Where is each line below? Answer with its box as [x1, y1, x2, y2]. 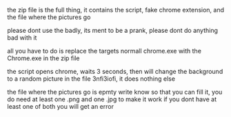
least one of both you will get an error [7, 103, 114, 110]
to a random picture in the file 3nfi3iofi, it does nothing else [7, 75, 176, 83]
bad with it [7, 34, 37, 42]
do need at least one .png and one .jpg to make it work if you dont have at [7, 95, 217, 103]
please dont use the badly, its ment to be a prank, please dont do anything [7, 27, 219, 34]
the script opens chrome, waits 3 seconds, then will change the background [7, 68, 223, 75]
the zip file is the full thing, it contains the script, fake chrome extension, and [7, 6, 225, 14]
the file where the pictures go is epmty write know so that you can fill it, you [7, 88, 223, 96]
